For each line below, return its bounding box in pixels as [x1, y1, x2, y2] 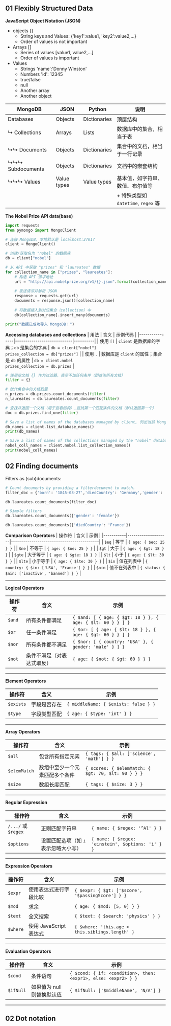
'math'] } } [85, 756, 115, 762]
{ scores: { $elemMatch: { [85, 766, 151, 771]
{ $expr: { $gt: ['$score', [74, 887, 142, 893]
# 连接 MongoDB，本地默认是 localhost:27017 [5, 237, 95, 242]
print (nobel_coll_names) [5, 448, 58, 453]
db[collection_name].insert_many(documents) [14, 312, 110, 318]
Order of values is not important [20, 38, 88, 44]
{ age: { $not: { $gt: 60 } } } [72, 656, 151, 662]
